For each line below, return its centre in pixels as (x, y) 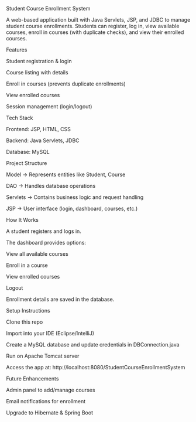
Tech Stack (20, 118)
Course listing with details (37, 72)
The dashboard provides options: (46, 243)
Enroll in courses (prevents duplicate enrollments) (66, 84)
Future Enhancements (32, 379)
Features (17, 50)
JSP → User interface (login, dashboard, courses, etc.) (72, 208)
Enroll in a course (27, 265)
